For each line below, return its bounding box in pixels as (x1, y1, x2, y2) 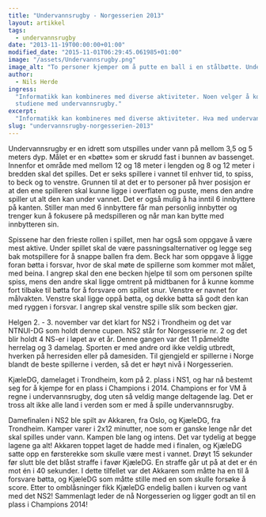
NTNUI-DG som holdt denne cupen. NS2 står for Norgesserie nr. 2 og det (8, 325, 248, 335)
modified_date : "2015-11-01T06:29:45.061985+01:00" (8, 48, 182, 56)
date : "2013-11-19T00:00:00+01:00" (8, 41, 126, 49)
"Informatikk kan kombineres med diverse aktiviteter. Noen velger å (15, 93, 249, 101)
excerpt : (8, 108, 37, 116)
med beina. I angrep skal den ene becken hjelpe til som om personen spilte (8, 268, 253, 278)
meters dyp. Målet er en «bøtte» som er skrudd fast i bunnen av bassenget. (8, 152, 255, 162)
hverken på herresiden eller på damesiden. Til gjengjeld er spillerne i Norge (8, 351, 254, 360)
